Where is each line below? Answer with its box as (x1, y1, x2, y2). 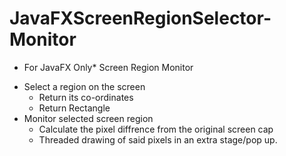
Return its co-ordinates (38, 91, 134, 103)
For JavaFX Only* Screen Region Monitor (23, 61, 194, 73)
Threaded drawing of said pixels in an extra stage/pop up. (38, 133, 278, 146)
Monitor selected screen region (23, 112, 154, 124)
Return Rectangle (38, 102, 111, 114)
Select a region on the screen (23, 80, 146, 92)
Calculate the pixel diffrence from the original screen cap (38, 123, 274, 135)
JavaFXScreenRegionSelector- (9, 7, 272, 30)
